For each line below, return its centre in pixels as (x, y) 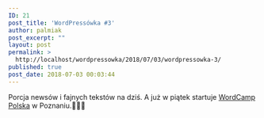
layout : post (30, 45)
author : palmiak (35, 30)
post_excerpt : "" (37, 38)
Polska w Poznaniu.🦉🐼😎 (47, 105)
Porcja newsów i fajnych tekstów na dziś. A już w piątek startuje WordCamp (132, 97)
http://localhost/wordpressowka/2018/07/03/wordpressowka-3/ (119, 60)
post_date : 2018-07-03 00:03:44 (61, 74)
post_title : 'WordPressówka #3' (61, 23)
